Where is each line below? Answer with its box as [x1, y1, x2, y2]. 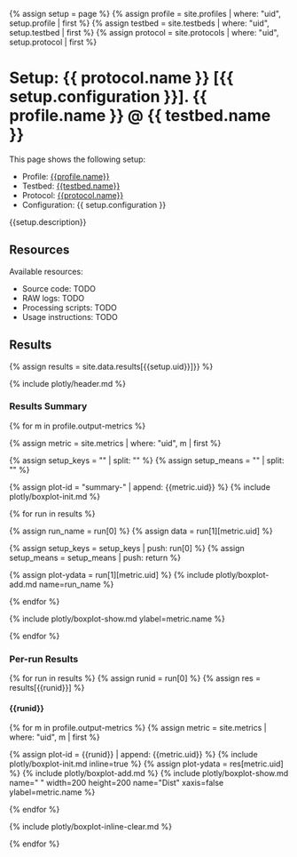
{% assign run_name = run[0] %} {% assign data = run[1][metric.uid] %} [9, 525, 273, 536]
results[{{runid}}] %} [9, 683, 85, 693]
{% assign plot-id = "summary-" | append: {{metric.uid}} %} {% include [9, 481, 270, 493]
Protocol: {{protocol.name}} [21, 189, 124, 200]
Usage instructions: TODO [21, 311, 118, 322]
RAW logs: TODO [21, 292, 85, 303]
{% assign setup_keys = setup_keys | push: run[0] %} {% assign [9, 542, 246, 553]
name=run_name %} [38, 579, 114, 589]
